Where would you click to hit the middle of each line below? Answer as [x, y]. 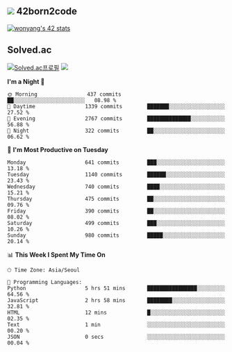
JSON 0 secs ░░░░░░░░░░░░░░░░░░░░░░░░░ [116, 337]
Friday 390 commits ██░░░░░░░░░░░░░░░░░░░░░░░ [116, 211]
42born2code [47, 11]
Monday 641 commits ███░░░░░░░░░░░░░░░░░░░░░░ [116, 162]
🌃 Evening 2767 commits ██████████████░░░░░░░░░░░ [116, 118]
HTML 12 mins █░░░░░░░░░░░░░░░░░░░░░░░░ [116, 312]
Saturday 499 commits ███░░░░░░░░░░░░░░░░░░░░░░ [116, 223]
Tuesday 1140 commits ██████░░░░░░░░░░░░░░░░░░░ [116, 174]
